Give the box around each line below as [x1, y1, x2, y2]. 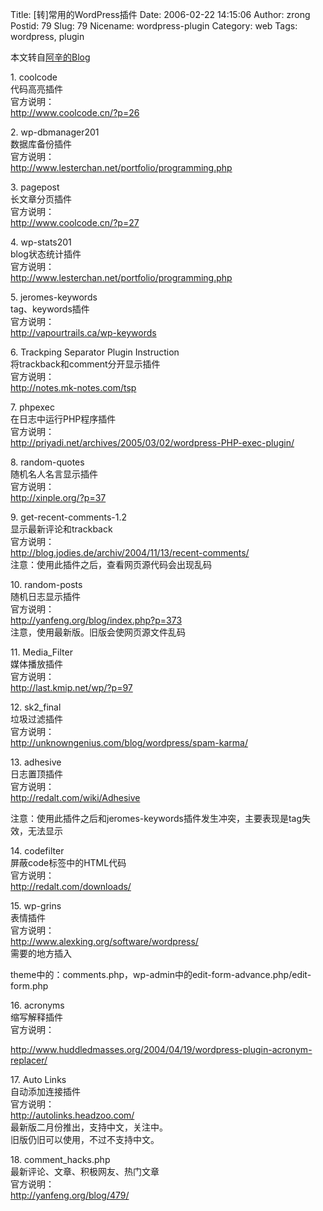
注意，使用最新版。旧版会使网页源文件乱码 [10, 626, 186, 638]
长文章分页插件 [10, 193, 72, 205]
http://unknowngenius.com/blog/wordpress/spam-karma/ [10, 737, 248, 748]
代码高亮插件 [10, 83, 63, 95]
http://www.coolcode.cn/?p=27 [10, 217, 140, 228]
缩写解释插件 [10, 1011, 63, 1023]
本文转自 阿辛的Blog [10, 51, 91, 63]
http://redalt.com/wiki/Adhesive [10, 792, 141, 803]
